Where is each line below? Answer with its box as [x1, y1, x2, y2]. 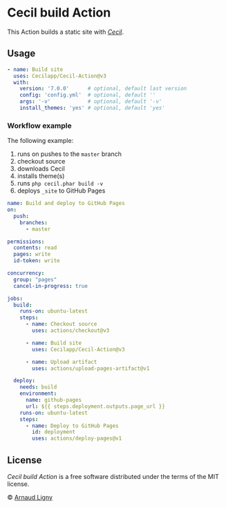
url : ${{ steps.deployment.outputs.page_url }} [25, 402, 166, 410]
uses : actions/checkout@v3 [32, 327, 110, 334]
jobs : [7, 295, 23, 302]
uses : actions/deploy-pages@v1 [32, 435, 122, 442]
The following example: [7, 137, 74, 145]
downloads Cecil [17, 164, 66, 173]
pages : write [13, 251, 51, 258]
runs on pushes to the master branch [17, 150, 122, 158]
